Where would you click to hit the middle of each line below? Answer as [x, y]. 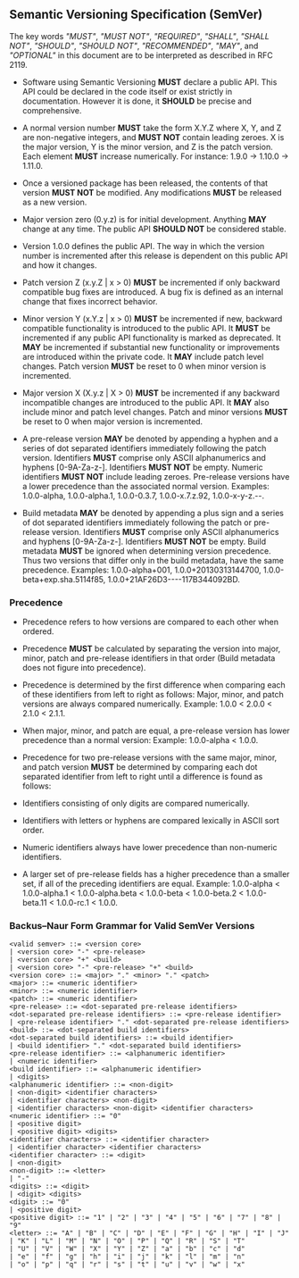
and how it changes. [59, 265]
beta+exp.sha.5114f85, [64, 579]
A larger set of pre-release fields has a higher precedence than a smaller [156, 874]
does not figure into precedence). [84, 668]
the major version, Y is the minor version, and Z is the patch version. [148, 146]
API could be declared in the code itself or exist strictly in [127, 91]
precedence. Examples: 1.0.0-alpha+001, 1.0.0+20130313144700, [141, 570]
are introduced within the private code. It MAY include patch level [143, 356]
